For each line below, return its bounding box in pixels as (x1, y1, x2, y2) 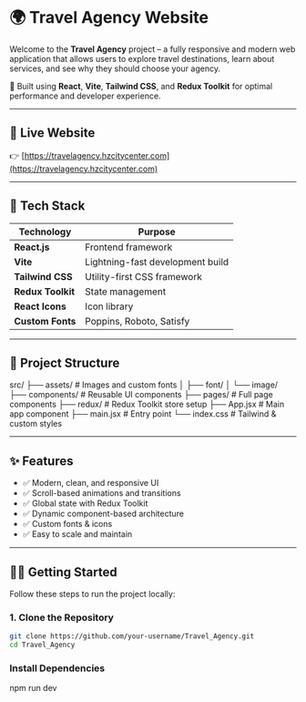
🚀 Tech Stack (9, 198, 86, 214)
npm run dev (9, 683, 57, 694)
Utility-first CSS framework (85, 270, 203, 283)
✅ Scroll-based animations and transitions (22, 488, 181, 499)
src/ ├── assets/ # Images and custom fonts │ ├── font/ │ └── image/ (9, 379, 279, 390)
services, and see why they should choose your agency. (9, 63, 221, 74)
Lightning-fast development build (85, 255, 229, 268)
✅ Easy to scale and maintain (22, 529, 133, 540)
